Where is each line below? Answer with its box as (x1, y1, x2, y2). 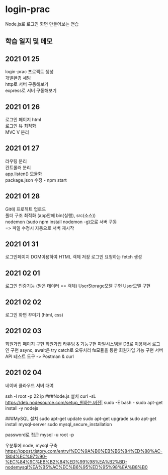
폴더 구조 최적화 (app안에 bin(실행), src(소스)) (5, 212, 96, 218)
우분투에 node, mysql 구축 (5, 442, 58, 448)
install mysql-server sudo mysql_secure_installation (5, 421, 112, 427)
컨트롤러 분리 (5, 164, 31, 170)
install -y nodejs (5, 405, 39, 411)
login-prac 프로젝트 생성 (5, 69, 54, 75)
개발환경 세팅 (5, 75, 31, 81)
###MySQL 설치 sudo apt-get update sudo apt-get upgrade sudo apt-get (5, 415, 157, 421)
